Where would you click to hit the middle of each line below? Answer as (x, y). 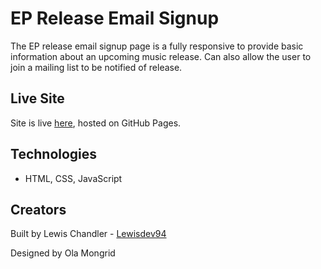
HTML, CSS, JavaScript (73, 178)
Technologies (54, 154)
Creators (38, 209)
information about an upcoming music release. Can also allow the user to (161, 56)
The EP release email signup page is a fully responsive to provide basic (157, 46)
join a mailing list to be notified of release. (96, 67)
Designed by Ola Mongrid (63, 253)
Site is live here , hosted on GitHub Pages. (96, 123)
